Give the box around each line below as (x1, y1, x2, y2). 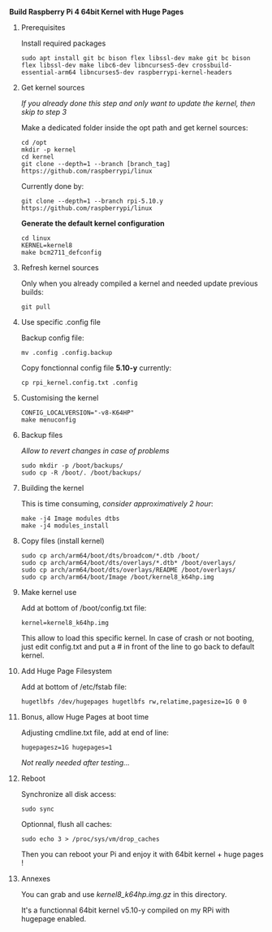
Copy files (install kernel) (20, 536, 105, 545)
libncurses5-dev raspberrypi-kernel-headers (79, 68, 233, 77)
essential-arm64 (20, 68, 76, 77)
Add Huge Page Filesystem (20, 667, 113, 676)
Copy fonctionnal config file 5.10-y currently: (20, 363, 172, 373)
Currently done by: (20, 182, 84, 190)
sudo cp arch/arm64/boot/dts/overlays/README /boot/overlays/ (20, 566, 236, 574)
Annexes (20, 874, 51, 883)
